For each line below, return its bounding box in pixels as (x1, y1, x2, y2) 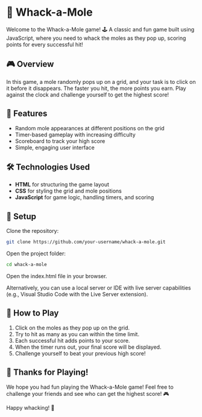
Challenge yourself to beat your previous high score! (14, 349, 146, 357)
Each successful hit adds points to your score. (14, 337, 130, 344)
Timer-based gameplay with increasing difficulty (14, 131, 136, 138)
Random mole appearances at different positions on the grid (14, 124, 165, 132)
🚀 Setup (6, 211, 37, 221)
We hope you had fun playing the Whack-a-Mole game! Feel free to (6, 383, 174, 390)
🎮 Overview (6, 59, 54, 69)
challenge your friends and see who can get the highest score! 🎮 (6, 390, 169, 397)
